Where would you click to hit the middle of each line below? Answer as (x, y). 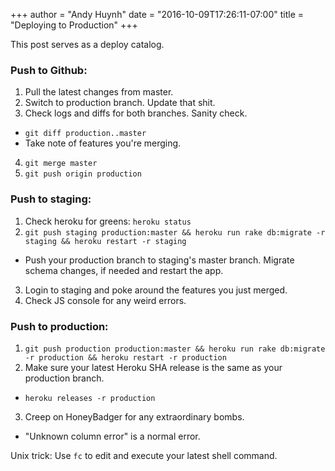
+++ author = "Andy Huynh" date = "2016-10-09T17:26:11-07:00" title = (157, 14)
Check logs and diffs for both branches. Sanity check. (136, 113)
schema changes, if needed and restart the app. (124, 270)
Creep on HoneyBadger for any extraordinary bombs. (134, 416)
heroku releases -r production (90, 398)
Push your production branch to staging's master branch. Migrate (159, 260)
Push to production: (59, 326)
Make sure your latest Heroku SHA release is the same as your (153, 367)
